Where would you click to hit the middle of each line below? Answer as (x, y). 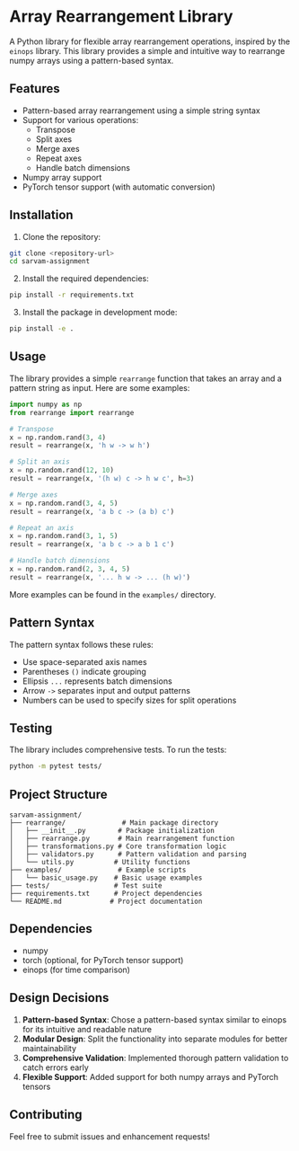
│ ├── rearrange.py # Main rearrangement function (122, 839)
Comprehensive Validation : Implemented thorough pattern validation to (155, 1058)
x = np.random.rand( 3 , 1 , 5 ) (64, 536)
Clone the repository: (62, 236)
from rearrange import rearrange (72, 412)
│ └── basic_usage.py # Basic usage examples (106, 878)
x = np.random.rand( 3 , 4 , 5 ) (64, 503)
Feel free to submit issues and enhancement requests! (110, 1136)
